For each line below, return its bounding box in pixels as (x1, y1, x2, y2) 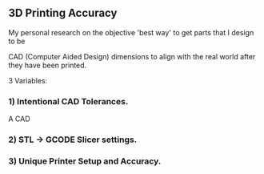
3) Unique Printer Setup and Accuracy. (8, 156, 162, 167)
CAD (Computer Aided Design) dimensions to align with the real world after (8, 51, 256, 61)
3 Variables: (8, 75, 48, 85)
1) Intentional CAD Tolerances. (8, 95, 129, 107)
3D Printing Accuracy (8, 6, 118, 20)
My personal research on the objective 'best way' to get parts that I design (8, 27, 254, 37)
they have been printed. (8, 60, 87, 70)
